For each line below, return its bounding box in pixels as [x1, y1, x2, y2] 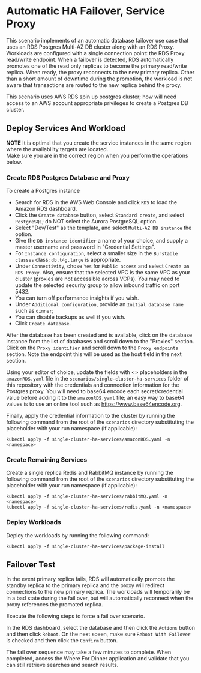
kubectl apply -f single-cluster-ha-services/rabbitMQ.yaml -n [6, 493, 168, 499]
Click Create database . [14, 320, 71, 327]
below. [6, 158, 23, 166]
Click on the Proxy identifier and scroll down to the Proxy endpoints [6, 344, 179, 352]
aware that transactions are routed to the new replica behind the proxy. [6, 81, 182, 88]
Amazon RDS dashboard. [14, 205, 77, 213]
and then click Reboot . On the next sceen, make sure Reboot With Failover [6, 630, 191, 638]
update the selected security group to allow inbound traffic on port [14, 282, 180, 289]
